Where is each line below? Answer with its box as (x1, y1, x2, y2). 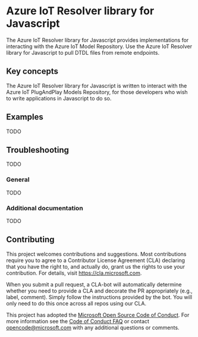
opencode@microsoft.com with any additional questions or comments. (6, 324, 180, 331)
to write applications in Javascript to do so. (6, 95, 112, 102)
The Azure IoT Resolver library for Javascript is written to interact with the (6, 82, 187, 89)
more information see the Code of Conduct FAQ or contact (6, 317, 150, 325)
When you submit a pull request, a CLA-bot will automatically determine (6, 281, 182, 288)
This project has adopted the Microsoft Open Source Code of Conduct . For (6, 311, 190, 319)
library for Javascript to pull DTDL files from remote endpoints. (6, 49, 159, 56)
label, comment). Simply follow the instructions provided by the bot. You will (6, 293, 192, 301)
